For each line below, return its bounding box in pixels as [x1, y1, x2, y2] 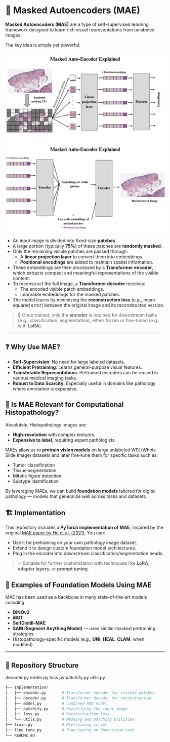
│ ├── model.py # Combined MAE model [5, 701, 108, 706]
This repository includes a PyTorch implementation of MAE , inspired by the [5, 524, 163, 531]
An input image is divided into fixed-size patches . [12, 238, 117, 244]
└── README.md [5, 733, 35, 738]
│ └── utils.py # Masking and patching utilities [5, 717, 135, 722]
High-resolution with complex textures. [12, 432, 96, 438]
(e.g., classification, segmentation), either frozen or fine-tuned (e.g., [17, 317, 160, 323]
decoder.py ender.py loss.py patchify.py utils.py [5, 675, 105, 680]
